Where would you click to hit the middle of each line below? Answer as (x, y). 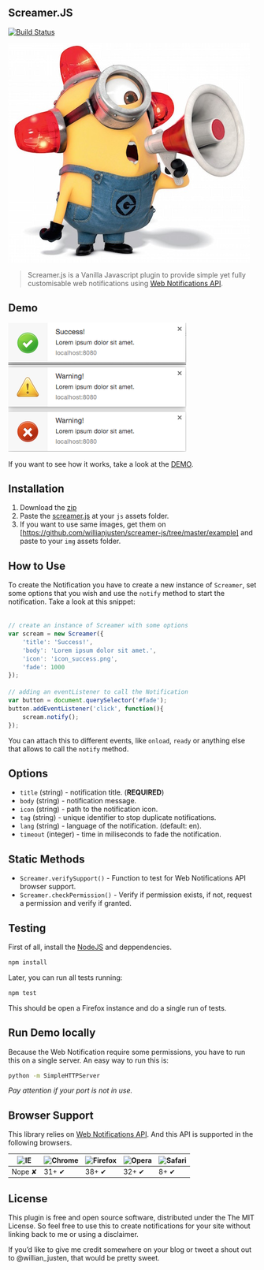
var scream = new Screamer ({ (56, 634)
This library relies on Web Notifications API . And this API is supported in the (131, 1134)
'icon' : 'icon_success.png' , (70, 659)
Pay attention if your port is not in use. (71, 1090)
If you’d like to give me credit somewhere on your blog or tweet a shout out (130, 1250)
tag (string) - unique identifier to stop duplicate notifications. (118, 817)
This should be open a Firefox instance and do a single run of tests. (117, 1007)
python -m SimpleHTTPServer (54, 1075)
